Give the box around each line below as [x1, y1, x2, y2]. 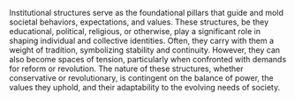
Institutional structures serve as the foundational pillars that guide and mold [9, 8, 284, 18]
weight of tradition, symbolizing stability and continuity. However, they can [9, 45, 281, 55]
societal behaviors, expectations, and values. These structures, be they [9, 17, 269, 27]
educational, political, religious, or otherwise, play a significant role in [9, 26, 261, 36]
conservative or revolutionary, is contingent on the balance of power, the [9, 73, 274, 83]
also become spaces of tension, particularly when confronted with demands [9, 54, 287, 64]
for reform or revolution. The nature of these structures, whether [9, 63, 244, 74]
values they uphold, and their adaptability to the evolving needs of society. [9, 83, 281, 92]
